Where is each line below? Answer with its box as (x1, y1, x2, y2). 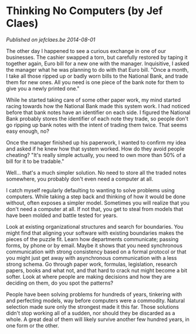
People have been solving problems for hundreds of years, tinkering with (6, 290, 183, 298)
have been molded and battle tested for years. (6, 212, 118, 219)
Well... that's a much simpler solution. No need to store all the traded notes (6, 169, 187, 176)
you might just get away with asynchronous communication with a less (6, 254, 177, 261)
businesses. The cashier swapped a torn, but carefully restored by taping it (6, 54, 188, 61)
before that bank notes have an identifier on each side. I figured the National (6, 109, 191, 116)
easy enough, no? (6, 128, 50, 135)
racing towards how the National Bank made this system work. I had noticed (6, 102, 190, 109)
